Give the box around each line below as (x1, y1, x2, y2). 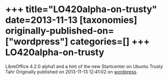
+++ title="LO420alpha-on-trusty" (5, 4, 157, 15)
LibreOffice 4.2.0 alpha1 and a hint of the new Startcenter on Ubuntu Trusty (5, 63, 163, 69)
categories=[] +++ (70, 36, 150, 48)
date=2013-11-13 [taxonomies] (5, 14, 137, 26)
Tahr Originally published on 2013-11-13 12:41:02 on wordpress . (5, 68, 138, 74)
